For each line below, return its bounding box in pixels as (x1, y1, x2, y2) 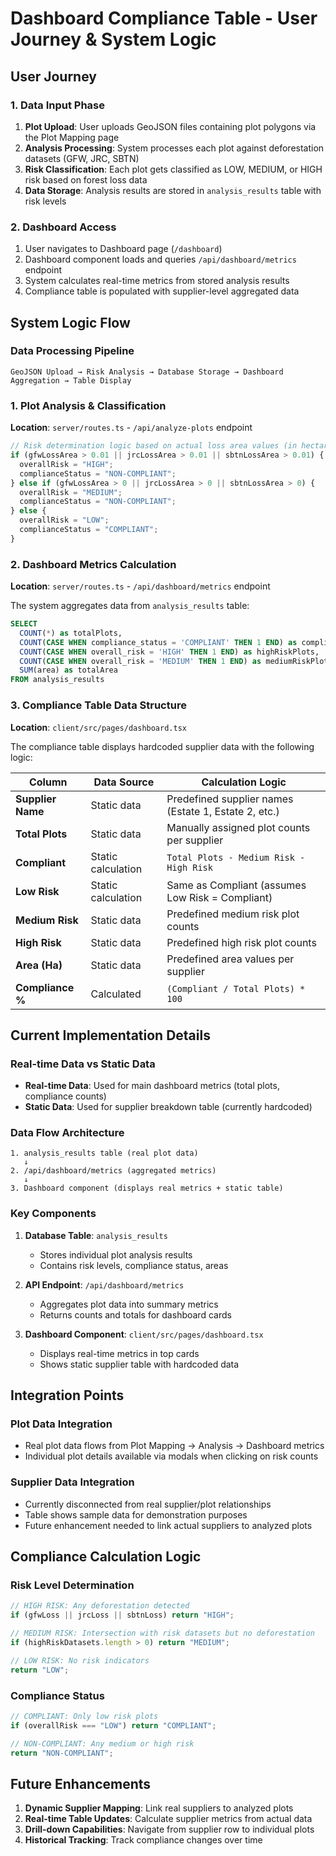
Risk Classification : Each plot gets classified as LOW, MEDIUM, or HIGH (24, 163, 323, 175)
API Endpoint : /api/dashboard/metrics (24, 1278, 185, 1291)
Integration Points (10, 1387, 125, 1404)
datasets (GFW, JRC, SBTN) (24, 152, 140, 164)
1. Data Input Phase (10, 98, 105, 112)
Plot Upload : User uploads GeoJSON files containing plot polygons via (24, 120, 317, 132)
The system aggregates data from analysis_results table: (10, 600, 250, 612)
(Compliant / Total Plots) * (166, 983, 306, 994)
